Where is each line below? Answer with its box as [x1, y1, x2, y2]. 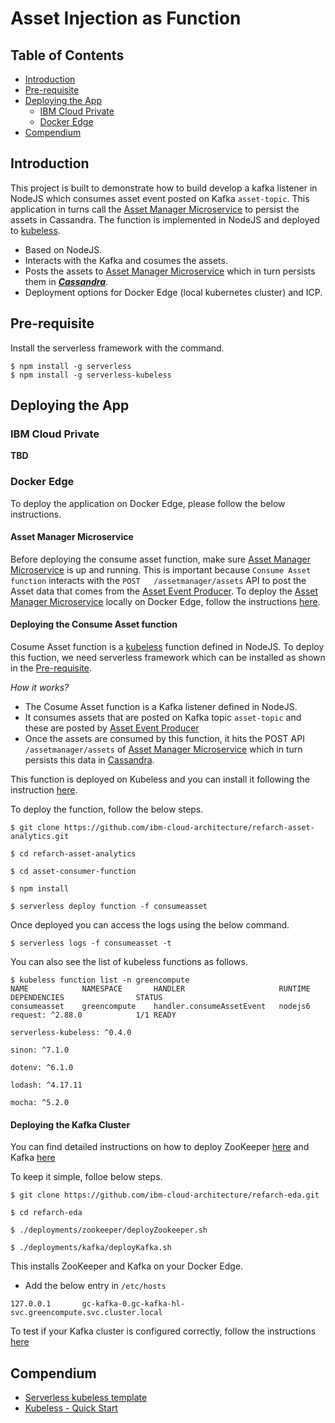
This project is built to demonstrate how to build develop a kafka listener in [10, 182, 318, 194]
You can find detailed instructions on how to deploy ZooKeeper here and [10, 1141, 310, 1153]
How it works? [10, 682, 70, 694]
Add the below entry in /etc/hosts [24, 1280, 167, 1292]
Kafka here [10, 1152, 56, 1164]
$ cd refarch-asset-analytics [10, 849, 137, 859]
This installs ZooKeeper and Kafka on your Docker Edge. [10, 1260, 244, 1272]
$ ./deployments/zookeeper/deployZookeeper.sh [10, 1225, 208, 1236]
